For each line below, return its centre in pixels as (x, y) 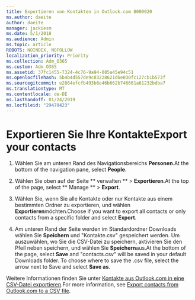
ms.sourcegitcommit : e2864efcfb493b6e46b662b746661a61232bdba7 (86, 83)
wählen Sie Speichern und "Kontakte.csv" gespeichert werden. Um (97, 236)
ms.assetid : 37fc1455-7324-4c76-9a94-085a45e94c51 (70, 72)
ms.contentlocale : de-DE (37, 94)
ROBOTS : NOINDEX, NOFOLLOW (39, 50)
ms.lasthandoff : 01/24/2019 (41, 99)
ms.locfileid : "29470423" (38, 105)
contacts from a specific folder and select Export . (76, 218)
